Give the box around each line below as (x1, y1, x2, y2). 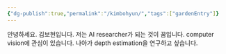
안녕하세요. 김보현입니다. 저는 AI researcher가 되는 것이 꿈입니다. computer (7, 30, 214, 38)
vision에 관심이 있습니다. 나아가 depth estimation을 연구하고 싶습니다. (7, 39, 198, 47)
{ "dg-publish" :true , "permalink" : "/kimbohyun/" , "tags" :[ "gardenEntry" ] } (7, 10, 219, 17)
